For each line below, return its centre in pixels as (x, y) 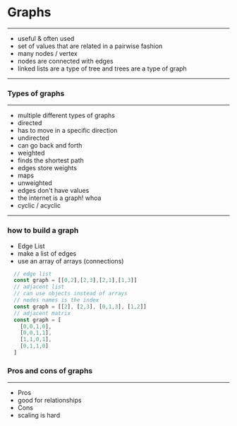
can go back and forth (50, 146)
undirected (33, 138)
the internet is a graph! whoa (59, 198)
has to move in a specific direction (67, 131)
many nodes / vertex (47, 53)
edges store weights (47, 168)
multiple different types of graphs (66, 116)
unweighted (35, 183)
